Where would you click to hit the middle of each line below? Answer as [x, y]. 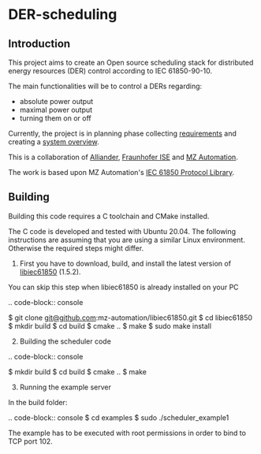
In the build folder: [38, 402]
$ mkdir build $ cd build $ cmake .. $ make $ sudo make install [110, 326]
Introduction [39, 44]
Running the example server [65, 387]
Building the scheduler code [65, 341]
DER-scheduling [63, 15]
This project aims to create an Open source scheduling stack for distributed [131, 62]
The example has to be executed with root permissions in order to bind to [127, 433]
